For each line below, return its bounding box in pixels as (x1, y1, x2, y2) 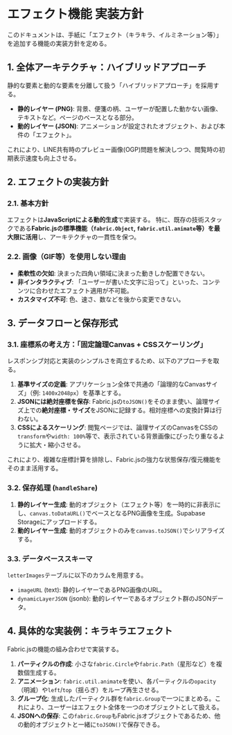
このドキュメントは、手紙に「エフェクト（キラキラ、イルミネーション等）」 (7, 30, 223, 39)
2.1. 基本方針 (7, 199, 49, 209)
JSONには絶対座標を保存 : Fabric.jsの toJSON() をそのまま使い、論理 (17, 398, 208, 406)
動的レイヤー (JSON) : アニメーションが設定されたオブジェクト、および (17, 122, 220, 130)
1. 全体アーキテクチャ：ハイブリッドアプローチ (7, 62, 206, 73)
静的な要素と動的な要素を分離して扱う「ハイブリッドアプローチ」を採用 (7, 81, 213, 89)
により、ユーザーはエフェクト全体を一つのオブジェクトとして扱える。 (23, 702, 223, 711)
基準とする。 (88, 389, 125, 397)
